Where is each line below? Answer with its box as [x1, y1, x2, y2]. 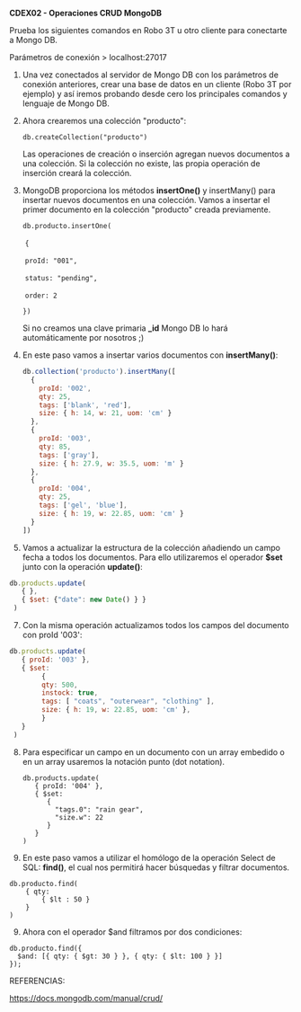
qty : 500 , [41, 680, 78, 689]
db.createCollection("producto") [22, 133, 148, 142]
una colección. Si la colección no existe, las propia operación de [22, 158, 261, 169]
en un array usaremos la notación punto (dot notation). [22, 756, 226, 767]
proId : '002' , [39, 384, 92, 393]
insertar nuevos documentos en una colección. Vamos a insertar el [22, 195, 270, 205]
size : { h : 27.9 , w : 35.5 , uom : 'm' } [39, 458, 184, 468]
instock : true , [41, 688, 99, 697]
